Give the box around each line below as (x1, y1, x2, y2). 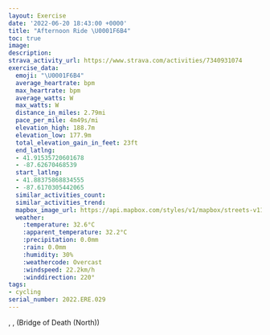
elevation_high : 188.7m (15, 124, 95, 132)
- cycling (8, 288, 42, 296)
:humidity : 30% (22, 251, 74, 259)
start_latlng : (15, 169, 63, 177)
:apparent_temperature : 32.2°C (22, 228, 128, 237)
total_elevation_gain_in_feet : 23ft (15, 138, 138, 147)
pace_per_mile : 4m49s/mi (15, 116, 99, 125)
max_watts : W (15, 101, 59, 109)
